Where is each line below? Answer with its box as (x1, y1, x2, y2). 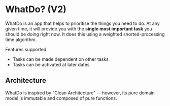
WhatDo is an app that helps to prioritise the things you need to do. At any (5, 20, 160, 26)
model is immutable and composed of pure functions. (5, 95, 117, 101)
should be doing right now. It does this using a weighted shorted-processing (5, 31, 165, 37)
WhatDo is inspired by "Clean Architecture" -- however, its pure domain (5, 90, 155, 96)
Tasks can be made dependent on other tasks (12, 56, 109, 62)
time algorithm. (5, 37, 37, 43)
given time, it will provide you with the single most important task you (5, 25, 152, 31)
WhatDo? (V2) (5, 4, 67, 15)
